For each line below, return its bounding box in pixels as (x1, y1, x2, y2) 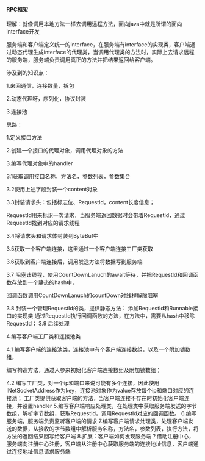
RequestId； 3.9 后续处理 (6, 320, 70, 327)
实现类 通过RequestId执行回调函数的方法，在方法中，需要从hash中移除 (16, 312, 195, 320)
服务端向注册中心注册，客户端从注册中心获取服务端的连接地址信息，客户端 (6, 440, 193, 448)
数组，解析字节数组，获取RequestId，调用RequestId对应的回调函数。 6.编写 (6, 410, 197, 417)
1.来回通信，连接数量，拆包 (6, 82, 74, 90)
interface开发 (6, 28, 40, 35)
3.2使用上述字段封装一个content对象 (6, 186, 98, 193)
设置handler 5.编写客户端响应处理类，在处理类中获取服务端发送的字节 (22, 402, 197, 410)
